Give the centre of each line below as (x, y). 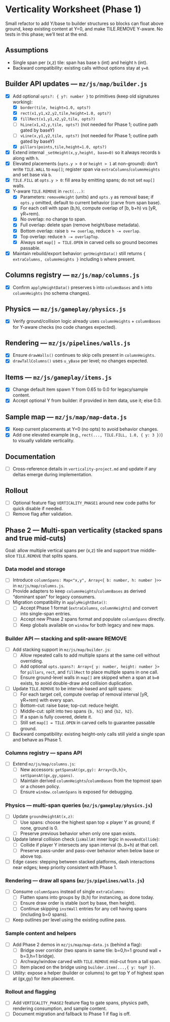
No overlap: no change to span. (53, 219)
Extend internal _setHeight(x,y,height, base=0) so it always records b (87, 152)
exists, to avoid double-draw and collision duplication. (77, 683)
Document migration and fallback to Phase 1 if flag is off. (72, 1014)
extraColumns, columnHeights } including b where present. (74, 259)
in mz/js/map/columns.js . (39, 586)
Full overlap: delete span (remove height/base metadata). (80, 225)
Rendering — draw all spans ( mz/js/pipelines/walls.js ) (75, 880)
